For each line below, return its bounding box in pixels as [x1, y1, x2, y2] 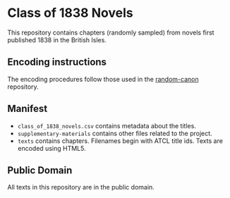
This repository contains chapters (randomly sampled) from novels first [7, 28, 214, 37]
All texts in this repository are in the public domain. [7, 183, 155, 192]
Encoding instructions [7, 56, 107, 68]
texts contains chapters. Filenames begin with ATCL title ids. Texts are [17, 136, 224, 145]
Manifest [7, 103, 48, 115]
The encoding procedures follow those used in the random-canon [7, 75, 199, 83]
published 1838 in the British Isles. [7, 35, 107, 44]
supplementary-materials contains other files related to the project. [17, 129, 213, 137]
